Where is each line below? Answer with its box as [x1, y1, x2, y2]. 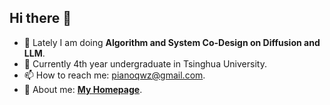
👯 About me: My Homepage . [23, 83, 143, 95]
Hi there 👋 [9, 10, 72, 27]
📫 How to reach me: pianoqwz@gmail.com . [23, 69, 206, 81]
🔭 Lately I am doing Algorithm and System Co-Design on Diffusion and [23, 36, 321, 48]
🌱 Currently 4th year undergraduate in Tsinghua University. [23, 57, 267, 70]
